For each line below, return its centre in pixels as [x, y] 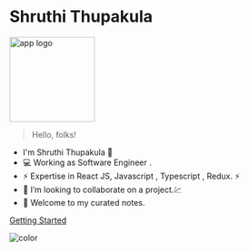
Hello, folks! [54, 134]
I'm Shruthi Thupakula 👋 [68, 152]
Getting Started [38, 220]
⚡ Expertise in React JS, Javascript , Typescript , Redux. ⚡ [131, 176]
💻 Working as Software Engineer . [87, 162]
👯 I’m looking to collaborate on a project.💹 [102, 189]
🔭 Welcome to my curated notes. [84, 202]
